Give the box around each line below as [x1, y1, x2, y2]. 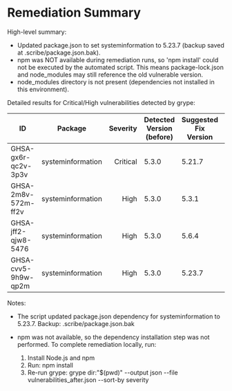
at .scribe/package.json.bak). [17, 48, 101, 57]
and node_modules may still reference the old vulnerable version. [17, 70, 204, 79]
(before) [145, 132, 174, 142]
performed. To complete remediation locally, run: [17, 340, 157, 348]
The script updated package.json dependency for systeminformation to [17, 312, 221, 321]
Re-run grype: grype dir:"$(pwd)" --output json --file [27, 368, 178, 376]
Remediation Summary [7, 5, 142, 21]
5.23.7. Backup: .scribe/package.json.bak [17, 319, 135, 327]
